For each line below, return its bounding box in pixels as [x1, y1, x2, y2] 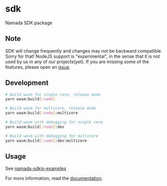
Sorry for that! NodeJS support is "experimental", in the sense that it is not [5, 53, 160, 59]
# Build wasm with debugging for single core [5, 120, 103, 125]
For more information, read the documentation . [5, 175, 103, 181]
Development [5, 79, 49, 87]
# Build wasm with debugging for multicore [5, 133, 99, 138]
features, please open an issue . [5, 64, 71, 70]
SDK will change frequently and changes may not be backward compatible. [5, 48, 162, 54]
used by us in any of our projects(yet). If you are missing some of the [5, 59, 149, 65]
